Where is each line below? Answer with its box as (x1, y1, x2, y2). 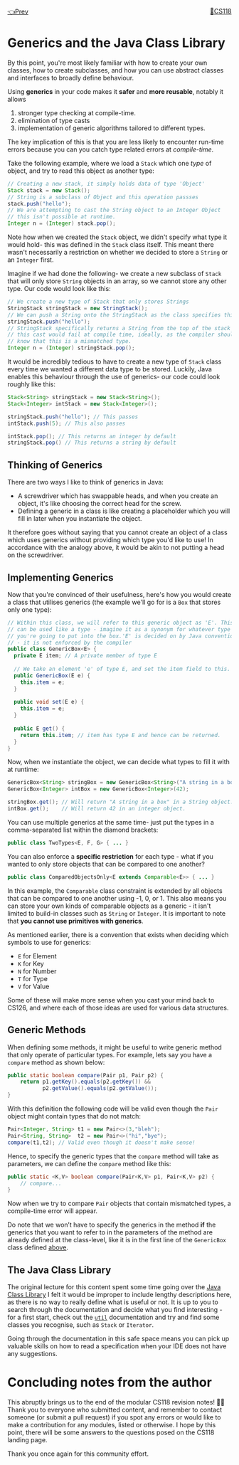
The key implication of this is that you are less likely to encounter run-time (7, 137, 224, 146)
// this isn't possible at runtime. (7, 213, 116, 221)
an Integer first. (7, 255, 54, 264)
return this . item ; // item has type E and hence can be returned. (20, 731, 221, 739)
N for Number (17, 967, 57, 975)
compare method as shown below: (7, 1058, 105, 1067)
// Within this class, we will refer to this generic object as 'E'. (7, 619, 218, 626)
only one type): (7, 605, 52, 614)
